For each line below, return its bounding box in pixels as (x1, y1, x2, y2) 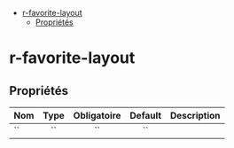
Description (169, 110, 221, 121)
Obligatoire (73, 110, 121, 121)
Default (129, 110, 162, 121)
